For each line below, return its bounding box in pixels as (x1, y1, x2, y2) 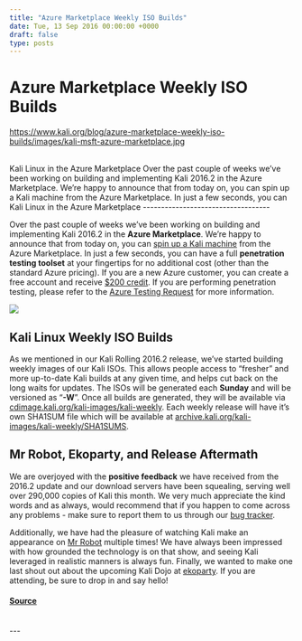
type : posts (9, 38, 54, 48)
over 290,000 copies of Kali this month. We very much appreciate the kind (9, 490, 286, 501)
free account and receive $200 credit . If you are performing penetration (9, 277, 277, 288)
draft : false (9, 30, 59, 39)
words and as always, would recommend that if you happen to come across (9, 499, 291, 511)
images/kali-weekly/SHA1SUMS (9, 421, 127, 431)
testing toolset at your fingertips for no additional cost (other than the (9, 258, 269, 269)
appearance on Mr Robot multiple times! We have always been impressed (9, 536, 283, 547)
